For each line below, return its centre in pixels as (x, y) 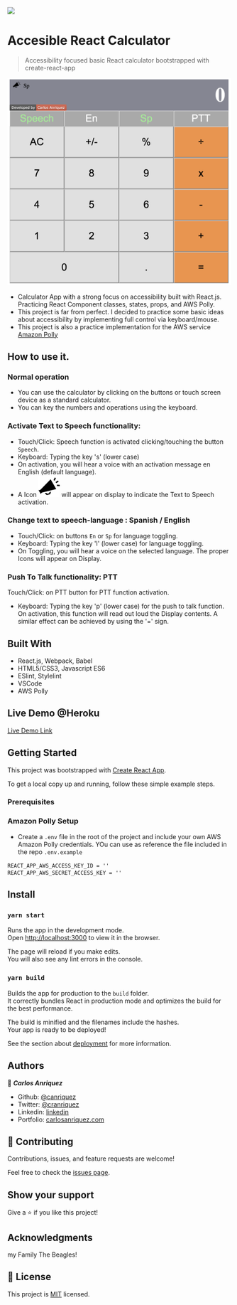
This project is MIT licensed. (49, 1294)
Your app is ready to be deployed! (57, 1029)
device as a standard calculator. (64, 400)
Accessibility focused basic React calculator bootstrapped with (117, 60)
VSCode (30, 683)
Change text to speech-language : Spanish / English (99, 521)
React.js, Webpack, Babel (55, 661)
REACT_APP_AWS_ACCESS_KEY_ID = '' (59, 865)
